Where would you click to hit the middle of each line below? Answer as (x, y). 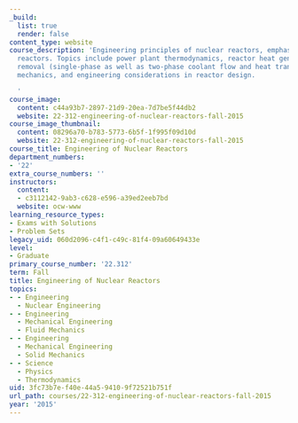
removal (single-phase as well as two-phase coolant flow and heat (145, 67)
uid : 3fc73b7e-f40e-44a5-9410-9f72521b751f (91, 388)
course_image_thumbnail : (55, 124)
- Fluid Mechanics (51, 330)
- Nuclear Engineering (59, 305)
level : (21, 248)
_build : (24, 17)
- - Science (31, 363)
